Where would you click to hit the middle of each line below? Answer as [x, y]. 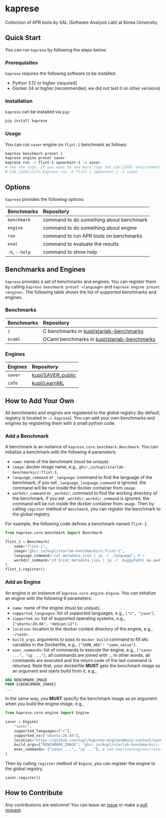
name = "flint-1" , [31, 546]
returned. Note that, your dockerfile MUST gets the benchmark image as [86, 666]
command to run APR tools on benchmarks [92, 236]
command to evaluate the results [81, 244]
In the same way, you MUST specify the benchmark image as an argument [81, 699]
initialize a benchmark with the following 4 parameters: [61, 452]
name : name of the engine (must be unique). [56, 608]
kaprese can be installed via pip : [38, 112]
